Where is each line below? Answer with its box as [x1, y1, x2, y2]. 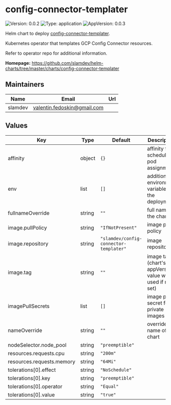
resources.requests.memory [8, 358, 75, 365]
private [147, 306, 164, 313]
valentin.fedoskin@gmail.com [33, 104, 104, 111]
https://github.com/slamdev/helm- [32, 60, 104, 66]
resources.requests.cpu [8, 349, 65, 357]
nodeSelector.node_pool [8, 341, 67, 348]
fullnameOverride [8, 209, 50, 216]
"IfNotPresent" [100, 224, 137, 231]
